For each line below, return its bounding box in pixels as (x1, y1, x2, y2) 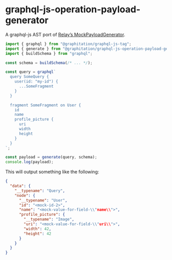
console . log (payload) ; (5, 159, 54, 165)
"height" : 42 (24, 231, 52, 236)
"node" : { (14, 193, 36, 198)
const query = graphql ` (5, 69, 56, 75)
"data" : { (10, 184, 31, 189)
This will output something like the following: (5, 169, 99, 175)
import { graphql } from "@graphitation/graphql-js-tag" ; (5, 41, 132, 47)
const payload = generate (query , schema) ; (5, 155, 97, 160)
